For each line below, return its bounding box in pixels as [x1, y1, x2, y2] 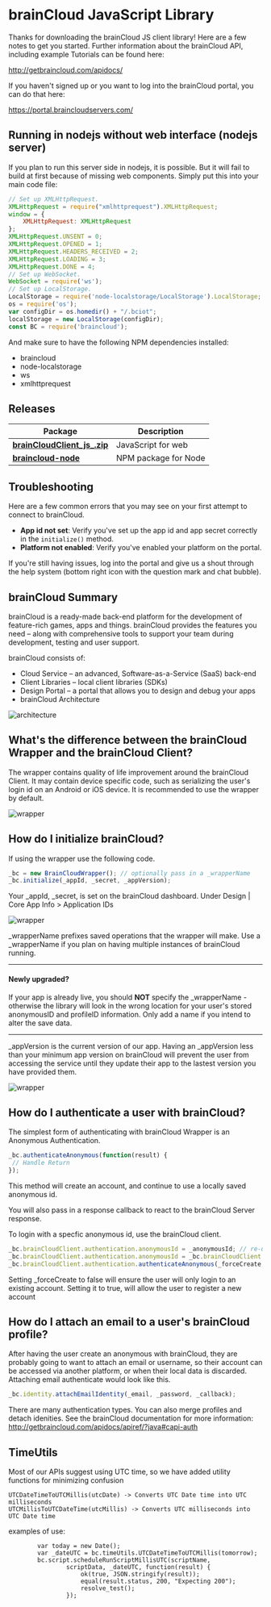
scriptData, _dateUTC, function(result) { [65, 1563, 211, 1572]
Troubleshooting [8, 480, 94, 494]
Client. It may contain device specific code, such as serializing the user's [8, 776, 251, 786]
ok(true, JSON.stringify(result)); [80, 1571, 200, 1579]
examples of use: [8, 1526, 66, 1536]
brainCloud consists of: [8, 653, 86, 662]
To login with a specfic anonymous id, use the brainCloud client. [8, 1229, 222, 1239]
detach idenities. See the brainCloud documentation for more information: [8, 1413, 254, 1423]
